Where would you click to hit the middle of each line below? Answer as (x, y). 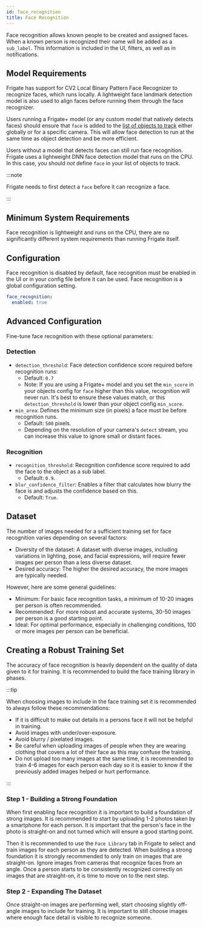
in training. (28, 726)
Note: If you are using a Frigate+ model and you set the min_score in (109, 384)
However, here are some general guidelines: (61, 587)
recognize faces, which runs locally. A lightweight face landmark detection (99, 94)
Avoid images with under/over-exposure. (66, 732)
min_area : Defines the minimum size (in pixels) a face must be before (101, 410)
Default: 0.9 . (40, 478)
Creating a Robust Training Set (65, 651)
